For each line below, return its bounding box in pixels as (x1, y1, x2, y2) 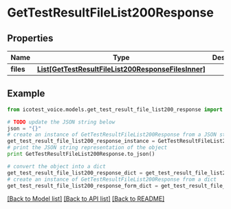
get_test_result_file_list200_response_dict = (7, 169, 143, 177)
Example (7, 88, 45, 99)
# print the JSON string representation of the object (7, 144, 168, 151)
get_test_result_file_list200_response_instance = (7, 138, 155, 145)
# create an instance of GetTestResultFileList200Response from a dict (7, 176, 217, 183)
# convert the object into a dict (7, 163, 107, 170)
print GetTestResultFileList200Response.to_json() (7, 150, 155, 158)
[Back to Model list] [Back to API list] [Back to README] (7, 195, 165, 203)
